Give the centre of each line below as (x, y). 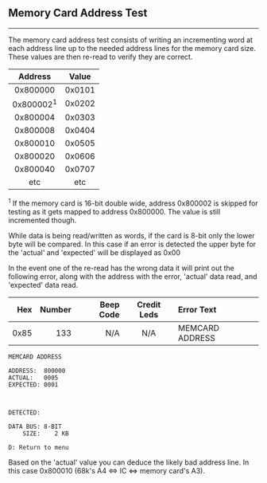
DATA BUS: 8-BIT (35, 426)
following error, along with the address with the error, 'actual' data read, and (133, 276)
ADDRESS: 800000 (37, 371)
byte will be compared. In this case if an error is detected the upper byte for (132, 244)
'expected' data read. (43, 285)
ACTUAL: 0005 (33, 378)
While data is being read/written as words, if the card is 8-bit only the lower (132, 235)
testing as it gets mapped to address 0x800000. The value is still (114, 211)
